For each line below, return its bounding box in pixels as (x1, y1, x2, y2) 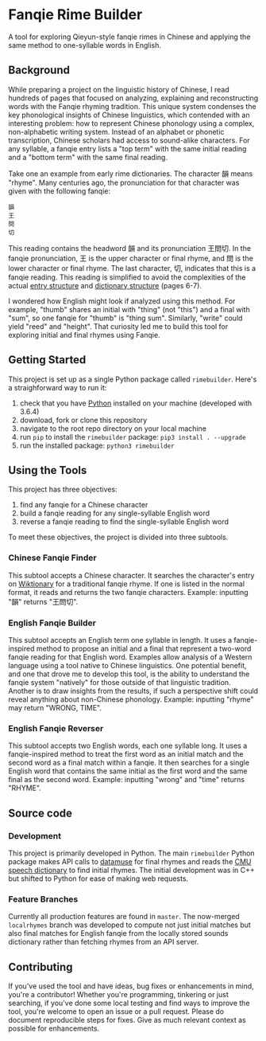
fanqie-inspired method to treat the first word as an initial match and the (8, 749, 244, 759)
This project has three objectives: (8, 484, 118, 495)
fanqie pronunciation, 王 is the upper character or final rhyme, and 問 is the (8, 253, 254, 263)
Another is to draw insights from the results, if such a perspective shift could (8, 686, 259, 695)
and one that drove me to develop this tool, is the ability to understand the (8, 669, 250, 679)
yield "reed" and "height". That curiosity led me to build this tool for (8, 321, 229, 331)
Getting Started (8, 353, 87, 367)
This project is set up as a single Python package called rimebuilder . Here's (8, 374, 257, 384)
